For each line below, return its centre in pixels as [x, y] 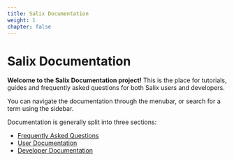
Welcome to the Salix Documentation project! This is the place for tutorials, [117, 80]
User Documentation [47, 143]
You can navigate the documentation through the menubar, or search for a [114, 101]
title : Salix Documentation [48, 14]
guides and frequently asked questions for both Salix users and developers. [116, 88]
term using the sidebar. [41, 109]
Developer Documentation [55, 151]
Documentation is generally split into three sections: [82, 122]
